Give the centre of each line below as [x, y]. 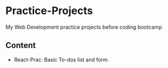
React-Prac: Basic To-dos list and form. [61, 59]
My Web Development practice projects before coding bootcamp [84, 27]
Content [21, 45]
